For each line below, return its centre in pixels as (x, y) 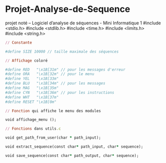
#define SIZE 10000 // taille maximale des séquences (62, 51)
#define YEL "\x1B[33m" (32, 79)
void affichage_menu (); (31, 120)
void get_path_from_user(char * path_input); (53, 138)
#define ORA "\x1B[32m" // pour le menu (50, 74)
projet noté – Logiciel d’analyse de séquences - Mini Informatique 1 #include (83, 23)
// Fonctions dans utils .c (33, 129)
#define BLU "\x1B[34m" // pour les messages (55, 83)
